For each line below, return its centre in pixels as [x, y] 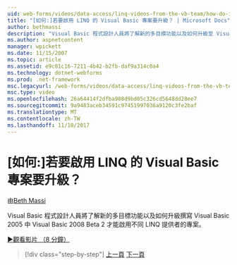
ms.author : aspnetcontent [45, 40]
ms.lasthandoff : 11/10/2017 [49, 125]
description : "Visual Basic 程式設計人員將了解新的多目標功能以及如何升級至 [110, 33]
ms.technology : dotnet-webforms [55, 73]
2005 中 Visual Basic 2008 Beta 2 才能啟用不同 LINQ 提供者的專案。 [106, 224]
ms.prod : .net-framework [44, 79]
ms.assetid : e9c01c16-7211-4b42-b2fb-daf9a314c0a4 [83, 66]
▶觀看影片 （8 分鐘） [39, 240]
